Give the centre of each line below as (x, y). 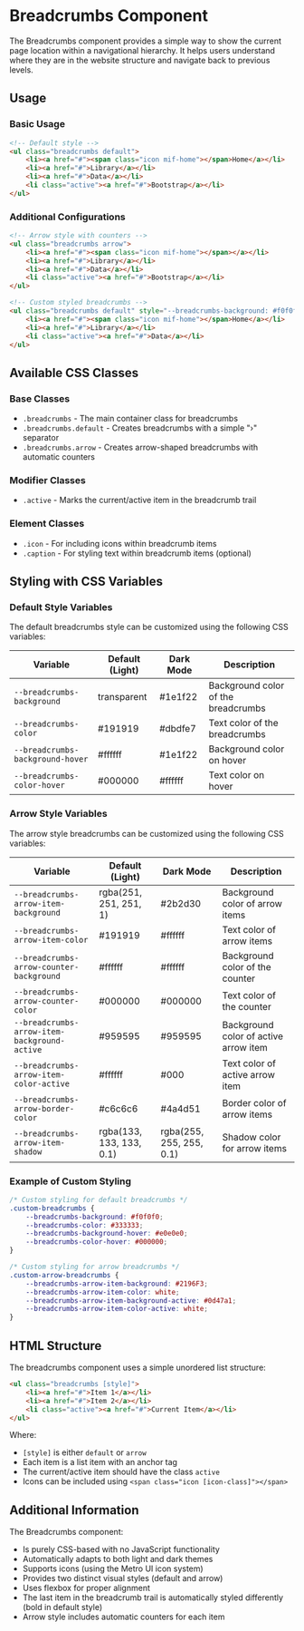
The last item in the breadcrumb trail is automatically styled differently (152, 1597)
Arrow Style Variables (58, 814)
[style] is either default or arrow (84, 1452)
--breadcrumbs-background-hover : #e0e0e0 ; (107, 1234)
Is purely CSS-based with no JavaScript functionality (121, 1549)
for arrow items (255, 1148)
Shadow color (252, 1137)
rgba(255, (182, 1131)
